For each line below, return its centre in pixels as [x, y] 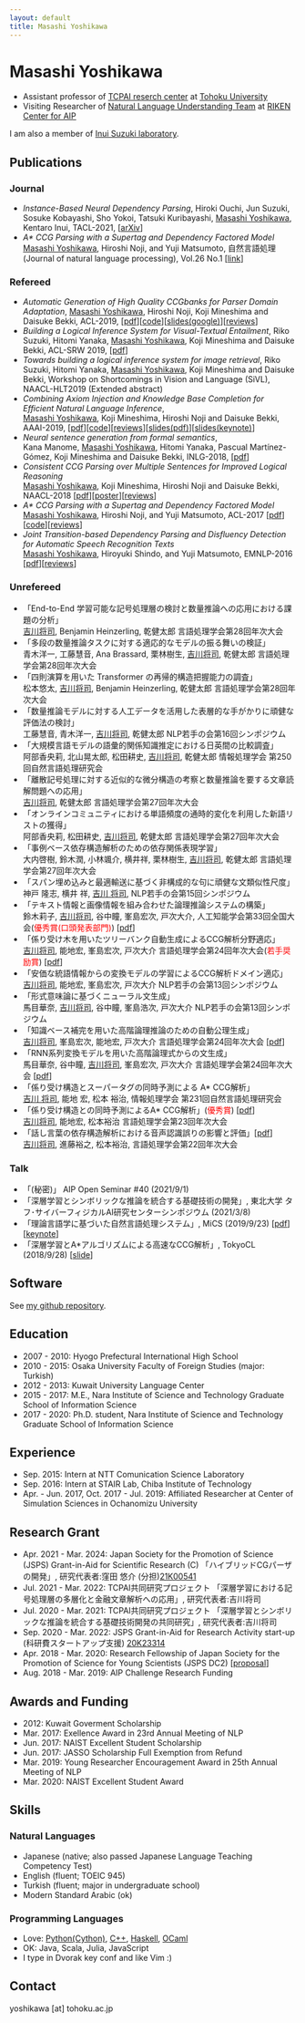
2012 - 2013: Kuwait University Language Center [113, 1385]
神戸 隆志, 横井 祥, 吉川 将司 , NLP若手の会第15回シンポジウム [136, 893]
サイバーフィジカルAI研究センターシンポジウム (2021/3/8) [143, 1212]
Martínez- [268, 447]
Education [39, 1334]
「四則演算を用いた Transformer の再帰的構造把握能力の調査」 [140, 677]
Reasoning [43, 476]
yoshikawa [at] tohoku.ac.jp [61, 2008]
